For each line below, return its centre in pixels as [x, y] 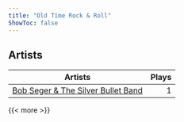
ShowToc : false [33, 23]
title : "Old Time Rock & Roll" [60, 15]
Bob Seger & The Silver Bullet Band [77, 90]
